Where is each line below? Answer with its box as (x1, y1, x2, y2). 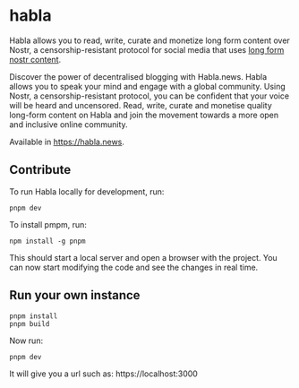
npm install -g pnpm (9, 237, 87, 246)
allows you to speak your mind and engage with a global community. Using (9, 81, 286, 91)
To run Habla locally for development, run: (9, 185, 165, 197)
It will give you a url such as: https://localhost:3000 (9, 368, 199, 379)
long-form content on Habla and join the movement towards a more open (9, 109, 279, 120)
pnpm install (9, 311, 58, 321)
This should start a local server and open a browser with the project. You (9, 252, 278, 263)
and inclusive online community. (9, 118, 128, 130)
